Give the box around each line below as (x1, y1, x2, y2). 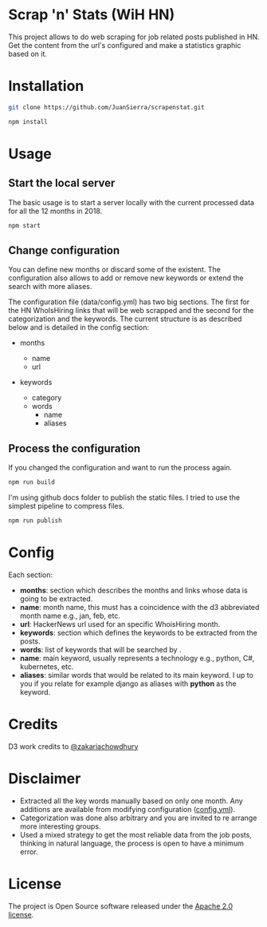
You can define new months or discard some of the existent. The (8, 265, 221, 275)
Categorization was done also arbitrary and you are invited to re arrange (19, 813, 257, 822)
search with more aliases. (8, 282, 92, 291)
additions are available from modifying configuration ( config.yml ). (19, 804, 236, 814)
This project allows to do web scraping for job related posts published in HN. (8, 32, 260, 42)
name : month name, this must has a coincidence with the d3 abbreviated (19, 602, 260, 612)
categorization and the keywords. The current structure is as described (8, 314, 242, 324)
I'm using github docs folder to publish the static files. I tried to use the (8, 493, 241, 502)
